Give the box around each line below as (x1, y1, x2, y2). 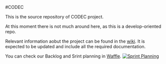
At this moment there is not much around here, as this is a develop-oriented (5, 23, 161, 29)
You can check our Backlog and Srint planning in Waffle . (5, 53, 121, 59)
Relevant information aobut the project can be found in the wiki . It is (5, 38, 145, 44)
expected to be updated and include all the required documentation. (5, 44, 146, 49)
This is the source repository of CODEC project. (5, 14, 104, 19)
